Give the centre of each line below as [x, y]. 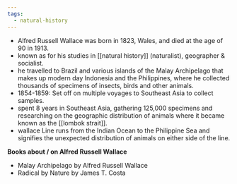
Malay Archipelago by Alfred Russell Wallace [83, 165]
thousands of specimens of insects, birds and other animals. [105, 85]
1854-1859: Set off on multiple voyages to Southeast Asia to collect [115, 93]
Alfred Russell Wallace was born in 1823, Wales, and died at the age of [120, 40]
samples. [31, 100]
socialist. [30, 63]
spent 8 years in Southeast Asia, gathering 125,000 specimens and [115, 108]
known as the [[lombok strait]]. [62, 123]
